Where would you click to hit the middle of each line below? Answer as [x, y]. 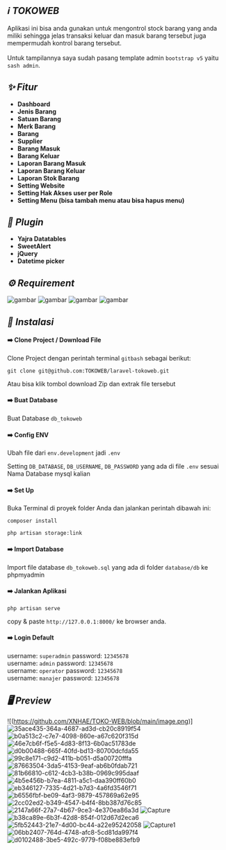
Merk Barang [37, 126]
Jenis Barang [37, 111]
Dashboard [34, 104]
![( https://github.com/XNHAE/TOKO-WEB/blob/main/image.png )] [100, 721]
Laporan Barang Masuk [51, 163]
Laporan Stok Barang [48, 178]
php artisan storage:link [45, 533]
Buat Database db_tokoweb [45, 418]
